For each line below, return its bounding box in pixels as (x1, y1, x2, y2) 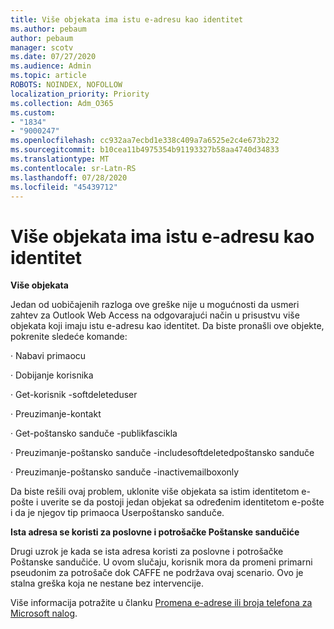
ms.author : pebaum (10, 24, 87, 34)
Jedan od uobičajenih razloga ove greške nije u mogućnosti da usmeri (10, 299, 300, 311)
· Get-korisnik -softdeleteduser (10, 389, 138, 401)
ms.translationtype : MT (10, 154, 110, 164)
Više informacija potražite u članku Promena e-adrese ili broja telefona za (10, 597, 313, 609)
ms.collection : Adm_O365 (10, 98, 114, 108)
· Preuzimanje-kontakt (10, 408, 102, 420)
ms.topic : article (10, 71, 87, 81)
